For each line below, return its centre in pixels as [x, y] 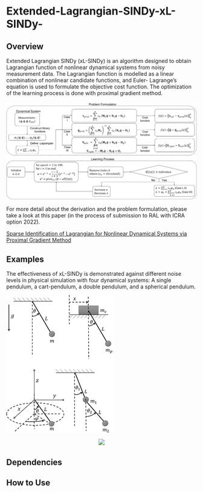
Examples [25, 259]
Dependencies [34, 462]
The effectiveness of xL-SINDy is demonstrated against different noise [94, 274]
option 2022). [23, 222]
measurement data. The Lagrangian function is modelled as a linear [90, 74]
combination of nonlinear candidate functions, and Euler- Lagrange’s [92, 80]
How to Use [28, 483]
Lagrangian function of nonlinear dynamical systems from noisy [85, 67]
